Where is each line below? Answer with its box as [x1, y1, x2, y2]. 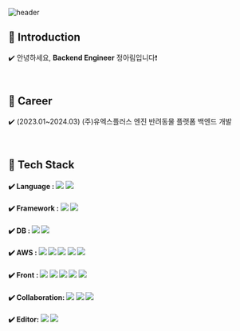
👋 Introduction [8, 30, 81, 44]
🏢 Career [8, 94, 53, 108]
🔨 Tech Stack [8, 158, 75, 171]
